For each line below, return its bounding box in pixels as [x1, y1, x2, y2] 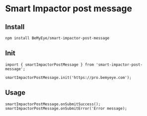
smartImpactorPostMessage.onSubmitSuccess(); [5, 102, 100, 107]
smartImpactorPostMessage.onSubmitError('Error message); [5, 106, 127, 111]
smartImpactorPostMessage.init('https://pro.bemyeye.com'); [5, 75, 132, 80]
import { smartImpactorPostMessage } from [5, 62, 94, 67]
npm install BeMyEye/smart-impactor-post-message [5, 36, 110, 40]
